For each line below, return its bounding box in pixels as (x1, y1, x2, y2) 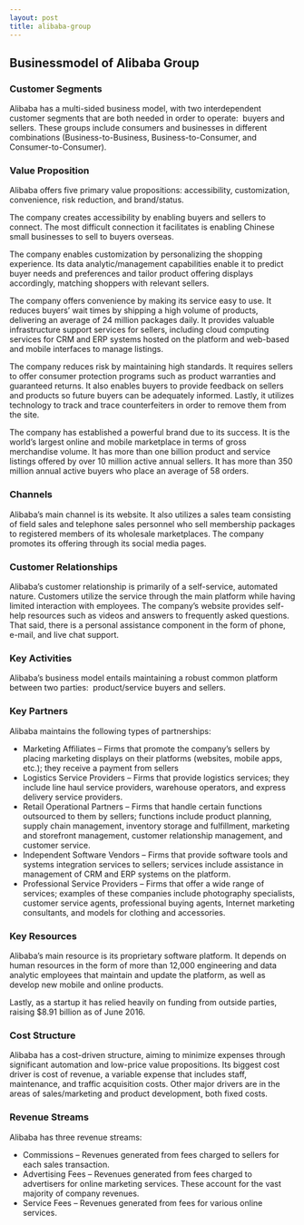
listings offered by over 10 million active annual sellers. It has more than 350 (9, 456, 293, 467)
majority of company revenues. (22, 1188, 140, 1199)
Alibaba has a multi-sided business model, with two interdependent (9, 103, 261, 114)
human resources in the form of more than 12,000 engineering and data (9, 959, 277, 971)
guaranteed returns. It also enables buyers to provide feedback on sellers (9, 380, 284, 391)
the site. (9, 409, 40, 420)
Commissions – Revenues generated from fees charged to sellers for (22, 1149, 279, 1160)
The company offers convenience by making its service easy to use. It (9, 296, 272, 307)
